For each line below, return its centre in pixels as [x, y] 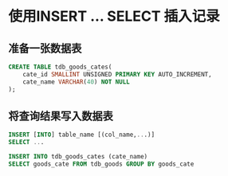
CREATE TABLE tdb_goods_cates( [60, 67]
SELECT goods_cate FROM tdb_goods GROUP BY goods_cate [101, 164]
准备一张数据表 [45, 48]
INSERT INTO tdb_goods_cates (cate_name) [78, 157]
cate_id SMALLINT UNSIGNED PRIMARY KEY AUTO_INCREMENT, [118, 74]
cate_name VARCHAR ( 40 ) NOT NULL [76, 82]
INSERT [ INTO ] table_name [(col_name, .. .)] [82, 135]
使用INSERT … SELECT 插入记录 [114, 16]
